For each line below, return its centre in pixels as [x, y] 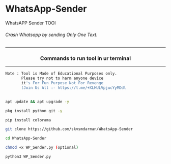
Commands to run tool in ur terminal [85, 58]
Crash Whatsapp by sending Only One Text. [51, 35]
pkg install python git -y [34, 111]
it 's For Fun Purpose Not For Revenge [62, 83]
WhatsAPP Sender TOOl [31, 23]
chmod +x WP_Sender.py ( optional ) [42, 148]
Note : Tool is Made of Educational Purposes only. [61, 74]
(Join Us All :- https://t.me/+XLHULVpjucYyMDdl [74, 88]
